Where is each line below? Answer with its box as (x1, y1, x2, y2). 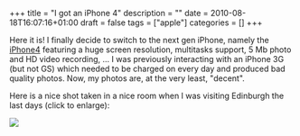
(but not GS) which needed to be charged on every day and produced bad (9, 63, 286, 74)
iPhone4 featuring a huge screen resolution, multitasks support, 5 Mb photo (9, 44, 292, 55)
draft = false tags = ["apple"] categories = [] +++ (80, 17, 263, 28)
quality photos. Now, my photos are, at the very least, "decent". (9, 73, 246, 84)
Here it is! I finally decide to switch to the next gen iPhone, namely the (9, 35, 269, 45)
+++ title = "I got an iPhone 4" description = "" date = (9, 8, 210, 18)
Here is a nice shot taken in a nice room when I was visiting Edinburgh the (9, 90, 285, 101)
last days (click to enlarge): (9, 100, 110, 111)
